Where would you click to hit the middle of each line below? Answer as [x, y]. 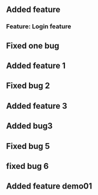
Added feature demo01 [49, 186]
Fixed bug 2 [28, 86]
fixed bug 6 [27, 166]
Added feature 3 [37, 106]
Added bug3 [30, 126]
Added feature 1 [36, 66]
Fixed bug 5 [28, 146]
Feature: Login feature [39, 27]
